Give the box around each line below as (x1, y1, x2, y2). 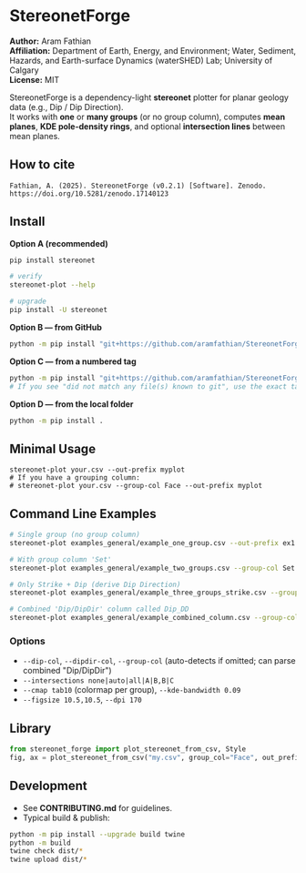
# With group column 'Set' (9, 554, 112, 564)
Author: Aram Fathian (9, 36, 92, 46)
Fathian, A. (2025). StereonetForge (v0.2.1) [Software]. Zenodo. (9, 181, 267, 190)
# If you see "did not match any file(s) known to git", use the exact (9, 381, 287, 391)
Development (9, 778, 88, 794)
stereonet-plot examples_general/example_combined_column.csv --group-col (9, 614, 300, 623)
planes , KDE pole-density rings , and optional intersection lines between (9, 120, 286, 132)
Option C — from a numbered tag (9, 356, 137, 367)
